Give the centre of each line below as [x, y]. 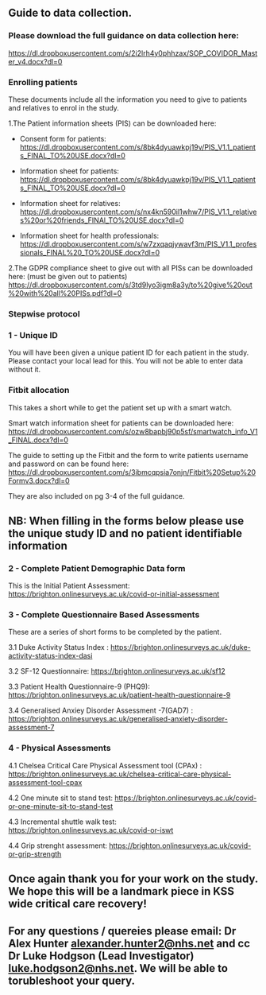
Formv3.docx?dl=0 [39, 480]
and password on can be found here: [69, 464]
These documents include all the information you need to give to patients [128, 99]
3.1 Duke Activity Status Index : [58, 647]
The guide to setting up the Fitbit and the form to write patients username [128, 455]
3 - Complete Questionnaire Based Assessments [104, 615]
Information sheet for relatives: [70, 203]
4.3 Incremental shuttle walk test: [63, 822]
